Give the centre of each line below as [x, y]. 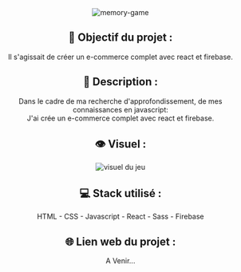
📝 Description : [120, 82]
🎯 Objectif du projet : [120, 38]
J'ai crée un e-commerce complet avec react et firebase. [120, 118]
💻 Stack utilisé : [120, 193]
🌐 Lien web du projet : [120, 241]
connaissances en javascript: [120, 109]
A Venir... [120, 261]
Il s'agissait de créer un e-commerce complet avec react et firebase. [120, 57]
